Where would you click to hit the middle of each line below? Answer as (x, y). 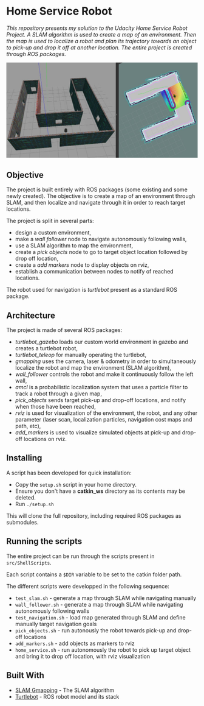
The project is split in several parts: (50, 221)
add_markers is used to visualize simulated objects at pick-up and (98, 432)
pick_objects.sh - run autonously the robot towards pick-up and (96, 630)
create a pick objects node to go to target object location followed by (101, 252)
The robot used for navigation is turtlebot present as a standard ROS (92, 290)
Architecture (31, 315)
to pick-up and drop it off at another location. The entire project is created (99, 48)
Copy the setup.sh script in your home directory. (76, 484)
